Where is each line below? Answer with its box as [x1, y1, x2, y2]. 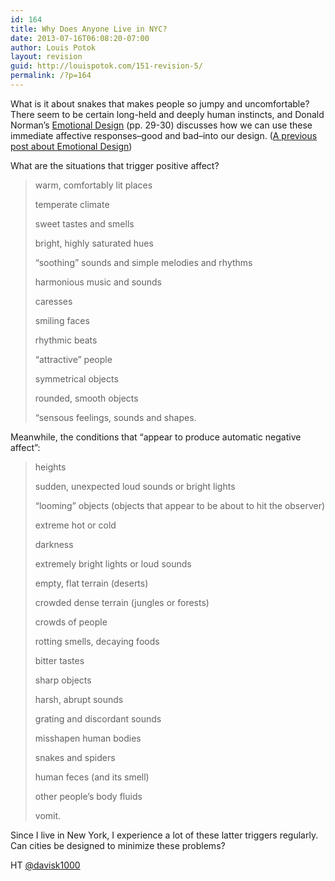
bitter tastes [34, 654, 85, 666]
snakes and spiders [34, 751, 116, 763]
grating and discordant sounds [34, 712, 162, 725]
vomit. [34, 809, 62, 821]
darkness [34, 538, 74, 550]
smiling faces [34, 314, 90, 326]
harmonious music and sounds [34, 276, 162, 288]
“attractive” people [34, 353, 113, 365]
